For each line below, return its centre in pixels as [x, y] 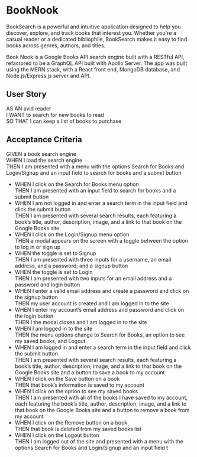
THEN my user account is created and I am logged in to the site [92, 303]
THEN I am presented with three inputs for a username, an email [93, 259]
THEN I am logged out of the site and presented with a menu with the [99, 441]
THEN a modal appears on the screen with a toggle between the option [101, 240]
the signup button [36, 297]
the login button [34, 316]
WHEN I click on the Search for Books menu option [77, 184]
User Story [26, 94]
